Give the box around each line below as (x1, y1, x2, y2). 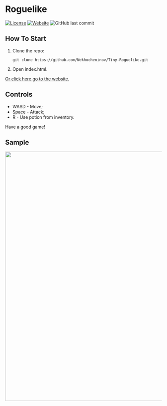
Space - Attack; (12, 109, 45, 115)
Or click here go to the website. (5, 76, 70, 82)
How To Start (5, 34, 46, 43)
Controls (5, 90, 33, 99)
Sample (5, 138, 29, 147)
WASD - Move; (12, 103, 43, 109)
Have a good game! (5, 124, 46, 130)
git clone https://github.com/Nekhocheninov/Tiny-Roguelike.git (12, 57, 149, 62)
